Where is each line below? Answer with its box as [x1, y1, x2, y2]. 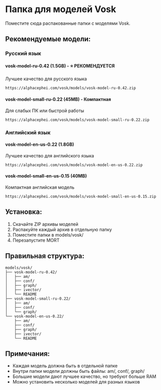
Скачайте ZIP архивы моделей [12, 221, 78, 227]
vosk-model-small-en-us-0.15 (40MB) [5, 173, 87, 179]
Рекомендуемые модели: [5, 35, 91, 43]
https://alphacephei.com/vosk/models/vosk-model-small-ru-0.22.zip [5, 117, 150, 122]
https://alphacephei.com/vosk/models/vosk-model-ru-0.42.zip [5, 86, 136, 91]
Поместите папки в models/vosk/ [12, 232, 84, 238]
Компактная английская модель [5, 184, 74, 190]
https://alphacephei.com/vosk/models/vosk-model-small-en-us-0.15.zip [5, 194, 156, 199]
